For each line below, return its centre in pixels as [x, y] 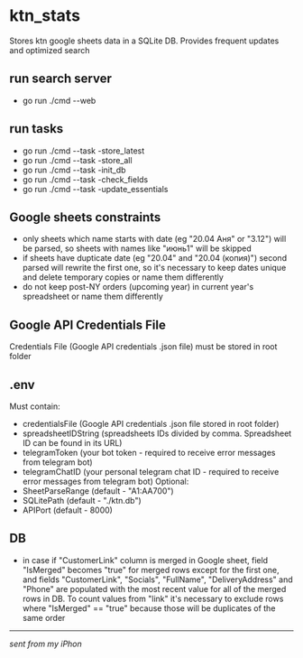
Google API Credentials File [88, 324]
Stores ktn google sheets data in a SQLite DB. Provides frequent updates [144, 41]
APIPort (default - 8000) [67, 510]
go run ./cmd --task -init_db [74, 170]
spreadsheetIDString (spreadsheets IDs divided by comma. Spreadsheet [157, 433]
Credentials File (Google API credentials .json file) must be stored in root [143, 347]
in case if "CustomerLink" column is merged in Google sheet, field [145, 560]
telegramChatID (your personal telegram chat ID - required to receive [151, 472]
